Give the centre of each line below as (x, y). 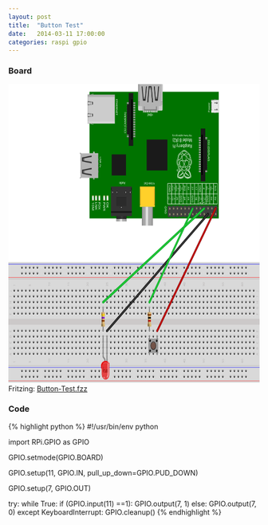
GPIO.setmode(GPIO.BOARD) (56, 457)
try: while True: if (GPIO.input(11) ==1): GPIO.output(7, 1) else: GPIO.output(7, (132, 503)
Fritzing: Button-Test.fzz (48, 388)
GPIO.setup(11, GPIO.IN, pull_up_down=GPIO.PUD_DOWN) (103, 472)
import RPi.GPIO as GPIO (49, 441)
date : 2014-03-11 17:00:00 (57, 33)
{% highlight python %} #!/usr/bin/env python (83, 426)
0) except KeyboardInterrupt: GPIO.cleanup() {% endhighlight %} (115, 512)
